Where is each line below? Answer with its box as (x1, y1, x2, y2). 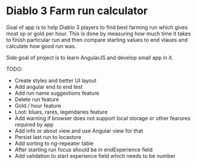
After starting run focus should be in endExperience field (14, 146, 153, 153)
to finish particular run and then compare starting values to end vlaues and (6, 36, 188, 43)
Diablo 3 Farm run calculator (6, 4, 148, 18)
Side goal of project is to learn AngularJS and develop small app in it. (6, 54, 174, 61)
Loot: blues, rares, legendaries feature (14, 108, 108, 115)
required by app (14, 121, 54, 128)
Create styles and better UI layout (14, 77, 97, 84)
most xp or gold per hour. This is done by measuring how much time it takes (6, 30, 191, 37)
